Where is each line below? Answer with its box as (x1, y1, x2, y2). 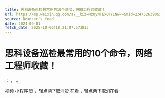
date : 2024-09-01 (5, 21, 41, 26)
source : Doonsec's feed (5, 16, 54, 21)
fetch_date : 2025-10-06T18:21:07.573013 (5, 25, 89, 30)
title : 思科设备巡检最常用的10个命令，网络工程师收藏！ (5, 7, 106, 12)
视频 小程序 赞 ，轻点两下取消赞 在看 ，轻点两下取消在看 (5, 88, 119, 94)
